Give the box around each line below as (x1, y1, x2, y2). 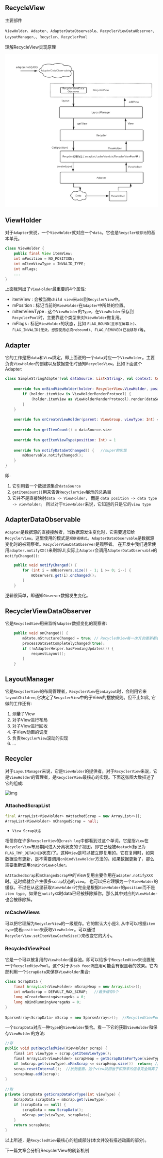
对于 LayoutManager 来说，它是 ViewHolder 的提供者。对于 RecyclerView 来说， (5, 768, 154, 774)
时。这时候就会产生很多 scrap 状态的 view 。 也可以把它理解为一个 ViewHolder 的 (5, 878, 158, 884)
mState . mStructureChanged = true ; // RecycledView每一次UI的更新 (22, 636, 153, 640)
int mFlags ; (14, 267, 38, 271)
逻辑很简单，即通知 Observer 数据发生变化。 (5, 592, 91, 599)
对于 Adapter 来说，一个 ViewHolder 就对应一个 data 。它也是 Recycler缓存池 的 (5, 230, 151, 235)
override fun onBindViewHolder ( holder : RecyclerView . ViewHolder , (14, 386, 149, 391)
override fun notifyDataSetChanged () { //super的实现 (14, 448, 127, 453)
